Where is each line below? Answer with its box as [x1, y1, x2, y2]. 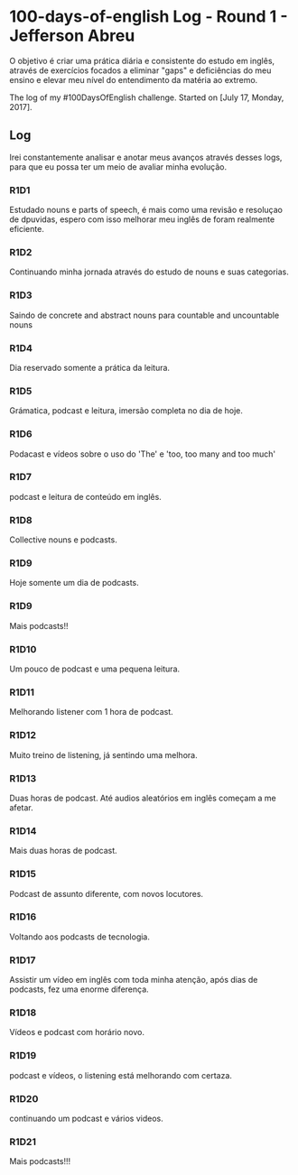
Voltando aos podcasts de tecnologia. [9, 931, 151, 942]
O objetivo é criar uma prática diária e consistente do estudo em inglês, [9, 55, 275, 66]
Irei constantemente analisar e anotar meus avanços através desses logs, [9, 152, 283, 162]
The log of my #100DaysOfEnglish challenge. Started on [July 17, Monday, [9, 92, 284, 103]
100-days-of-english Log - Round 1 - [9, 6, 288, 27]
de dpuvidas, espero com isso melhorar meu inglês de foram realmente [9, 214, 275, 225]
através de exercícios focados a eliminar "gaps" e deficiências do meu [9, 65, 272, 76]
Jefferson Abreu [9, 25, 135, 46]
